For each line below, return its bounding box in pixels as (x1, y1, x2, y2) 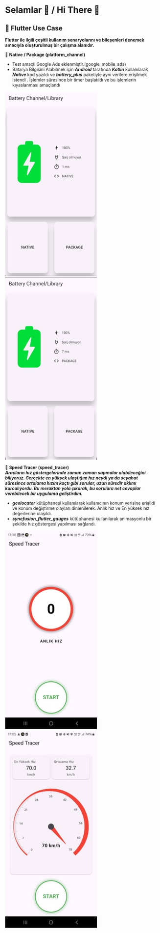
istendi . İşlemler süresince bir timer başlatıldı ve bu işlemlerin (12, 77, 137, 82)
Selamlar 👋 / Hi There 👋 (5, 4, 100, 16)
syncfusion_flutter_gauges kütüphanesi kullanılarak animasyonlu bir (12, 516, 152, 522)
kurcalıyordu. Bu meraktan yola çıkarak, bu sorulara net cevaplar (5, 486, 141, 492)
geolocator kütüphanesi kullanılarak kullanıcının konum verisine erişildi (12, 500, 155, 506)
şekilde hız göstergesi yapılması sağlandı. (12, 521, 96, 527)
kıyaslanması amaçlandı (12, 82, 60, 88)
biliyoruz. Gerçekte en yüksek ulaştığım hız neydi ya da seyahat (5, 475, 138, 481)
